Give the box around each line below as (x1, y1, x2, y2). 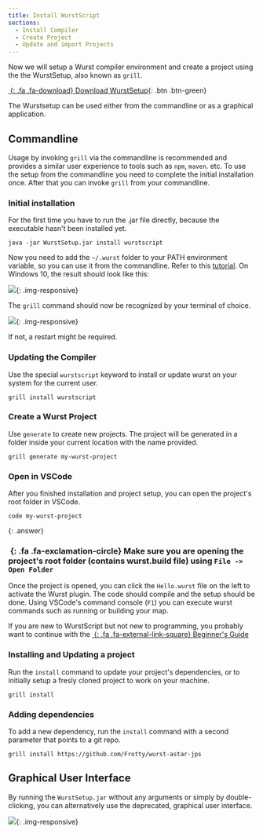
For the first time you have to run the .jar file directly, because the (8, 215, 220, 225)
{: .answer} (8, 526, 45, 536)
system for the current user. (8, 378, 98, 387)
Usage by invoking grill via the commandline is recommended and (8, 152, 228, 162)
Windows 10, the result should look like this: (8, 269, 149, 279)
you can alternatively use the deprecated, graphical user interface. (36, 800, 253, 810)
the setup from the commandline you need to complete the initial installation (8, 170, 254, 179)
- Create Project (15, 33, 72, 42)
